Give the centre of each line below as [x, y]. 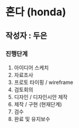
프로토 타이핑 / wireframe [44, 82]
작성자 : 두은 [26, 36]
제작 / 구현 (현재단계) [38, 104]
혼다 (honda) [36, 12]
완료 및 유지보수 [32, 119]
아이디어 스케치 [31, 68]
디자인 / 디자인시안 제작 [41, 97]
